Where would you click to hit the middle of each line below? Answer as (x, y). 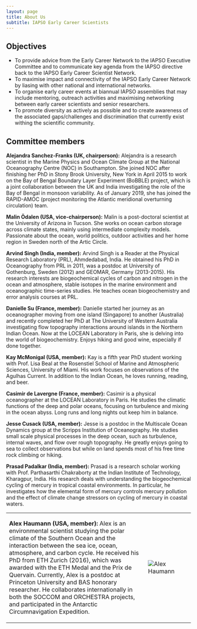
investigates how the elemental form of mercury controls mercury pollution (96, 491)
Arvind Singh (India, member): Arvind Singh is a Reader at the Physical (93, 253)
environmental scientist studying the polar (67, 531)
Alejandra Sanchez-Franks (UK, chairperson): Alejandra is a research (91, 155)
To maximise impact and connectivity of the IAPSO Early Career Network (103, 79)
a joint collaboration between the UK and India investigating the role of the (96, 187)
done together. (24, 346)
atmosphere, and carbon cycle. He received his (74, 553)
